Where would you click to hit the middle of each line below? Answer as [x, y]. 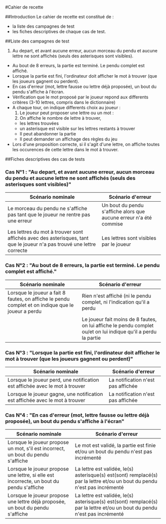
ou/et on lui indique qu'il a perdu [119, 332]
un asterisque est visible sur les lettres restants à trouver [77, 129]
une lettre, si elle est [31, 475]
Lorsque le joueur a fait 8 [37, 293]
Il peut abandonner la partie [48, 134]
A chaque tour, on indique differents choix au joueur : [66, 108]
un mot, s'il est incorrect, [36, 448]
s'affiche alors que [123, 212]
